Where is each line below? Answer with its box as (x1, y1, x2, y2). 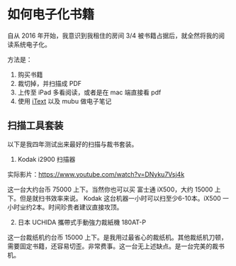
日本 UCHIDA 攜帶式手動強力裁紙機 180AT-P (17, 218, 147, 226)
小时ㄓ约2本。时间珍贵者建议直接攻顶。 (7, 203, 123, 211)
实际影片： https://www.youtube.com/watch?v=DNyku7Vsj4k (7, 170, 185, 178)
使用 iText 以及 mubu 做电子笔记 (17, 96, 112, 105)
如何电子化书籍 (7, 6, 95, 23)
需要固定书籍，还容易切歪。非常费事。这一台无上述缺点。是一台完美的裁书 (7, 242, 225, 250)
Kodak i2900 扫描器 (17, 155, 76, 163)
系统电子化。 (13, 40, 51, 48)
